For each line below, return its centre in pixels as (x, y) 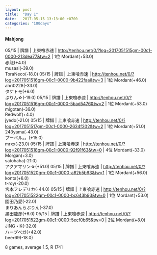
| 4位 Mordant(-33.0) (124, 150)
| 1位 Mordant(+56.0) (126, 173)
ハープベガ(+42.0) (23, 232)
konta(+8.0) (17, 178)
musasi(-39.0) (19, 68)
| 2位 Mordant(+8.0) (125, 220)
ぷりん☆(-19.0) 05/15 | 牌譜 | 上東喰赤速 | (47, 98)
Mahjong (14, 39)
